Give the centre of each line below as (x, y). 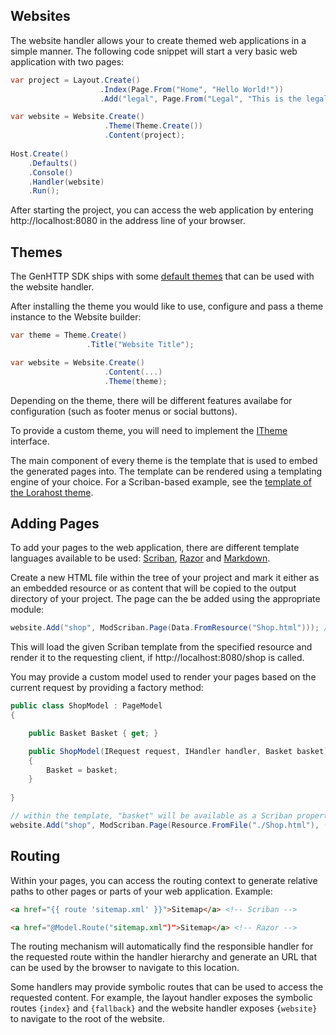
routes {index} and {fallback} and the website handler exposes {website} (164, 1008)
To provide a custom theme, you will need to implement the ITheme (149, 430)
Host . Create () (40, 154)
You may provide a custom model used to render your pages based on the (163, 677)
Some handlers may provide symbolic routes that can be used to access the (167, 987)
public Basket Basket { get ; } (93, 733)
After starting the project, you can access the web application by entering (162, 210)
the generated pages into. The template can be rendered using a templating (166, 471)
